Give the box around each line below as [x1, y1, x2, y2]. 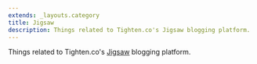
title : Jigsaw [8, 19, 55, 27]
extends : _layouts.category [8, 11, 100, 20]
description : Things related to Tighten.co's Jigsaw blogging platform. [8, 26, 251, 34]
